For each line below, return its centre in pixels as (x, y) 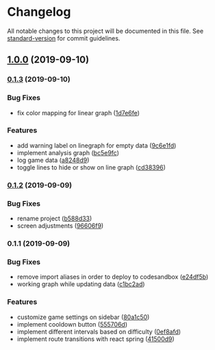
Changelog (39, 12)
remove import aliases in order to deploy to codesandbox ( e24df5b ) (113, 277)
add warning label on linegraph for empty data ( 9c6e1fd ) (97, 145)
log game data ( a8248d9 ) (53, 160)
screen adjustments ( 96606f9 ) (60, 226)
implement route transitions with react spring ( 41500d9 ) (96, 339)
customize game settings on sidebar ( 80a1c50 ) (83, 317)
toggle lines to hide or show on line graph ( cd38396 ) (91, 167)
